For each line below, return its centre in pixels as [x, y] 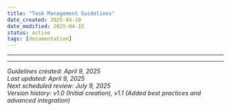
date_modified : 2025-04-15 [46, 26]
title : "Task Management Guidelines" [61, 13]
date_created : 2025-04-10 [44, 20]
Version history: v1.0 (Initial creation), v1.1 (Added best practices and [104, 93]
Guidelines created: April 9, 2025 [54, 71]
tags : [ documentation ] [40, 39]
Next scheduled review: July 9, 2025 [59, 86]
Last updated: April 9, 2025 [46, 79]
